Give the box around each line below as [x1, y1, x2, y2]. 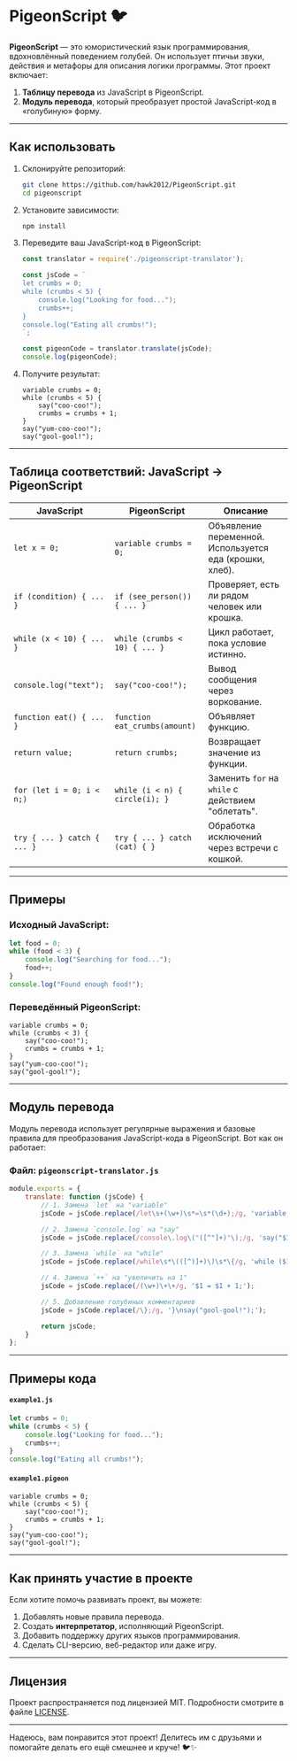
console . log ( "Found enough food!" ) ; [9, 979, 144, 989]
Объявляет [208, 709, 255, 722]
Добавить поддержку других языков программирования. [21, 1630, 240, 1641]
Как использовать [9, 140, 117, 155]
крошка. [208, 611, 244, 623]
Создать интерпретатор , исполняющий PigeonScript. [21, 1621, 225, 1632]
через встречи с [208, 841, 278, 853]
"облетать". [208, 805, 258, 817]
